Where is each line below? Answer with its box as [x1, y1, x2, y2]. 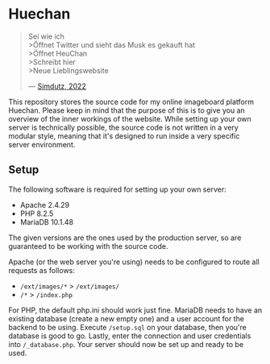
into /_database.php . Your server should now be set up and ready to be [8, 339, 244, 349]
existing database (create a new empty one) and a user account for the [8, 313, 244, 323]
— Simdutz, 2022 [27, 81, 86, 91]
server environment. [8, 139, 76, 149]
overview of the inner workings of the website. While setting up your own [8, 114, 251, 123]
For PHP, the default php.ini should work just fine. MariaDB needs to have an [8, 305, 263, 315]
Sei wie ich [27, 31, 64, 41]
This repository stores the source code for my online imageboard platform [8, 97, 254, 106]
